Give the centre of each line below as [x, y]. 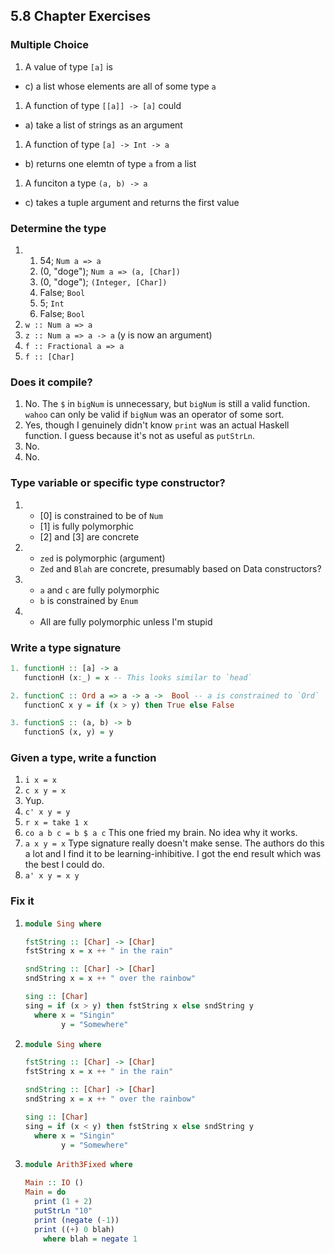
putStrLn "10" [63, 1210]
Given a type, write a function [83, 758]
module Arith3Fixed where [78, 1165]
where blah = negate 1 [90, 1239]
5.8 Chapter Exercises [81, 16]
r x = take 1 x [56, 823]
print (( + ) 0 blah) [75, 1229]
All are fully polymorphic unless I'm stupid [126, 621]
